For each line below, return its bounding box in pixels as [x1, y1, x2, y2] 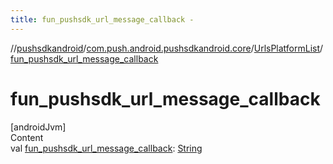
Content [10, 131, 44, 143]
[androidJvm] [10, 121, 67, 133]
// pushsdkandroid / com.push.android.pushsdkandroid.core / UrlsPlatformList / [10, 42, 324, 54]
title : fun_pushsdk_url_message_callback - [10, 14, 195, 25]
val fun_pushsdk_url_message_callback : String [10, 142, 203, 154]
